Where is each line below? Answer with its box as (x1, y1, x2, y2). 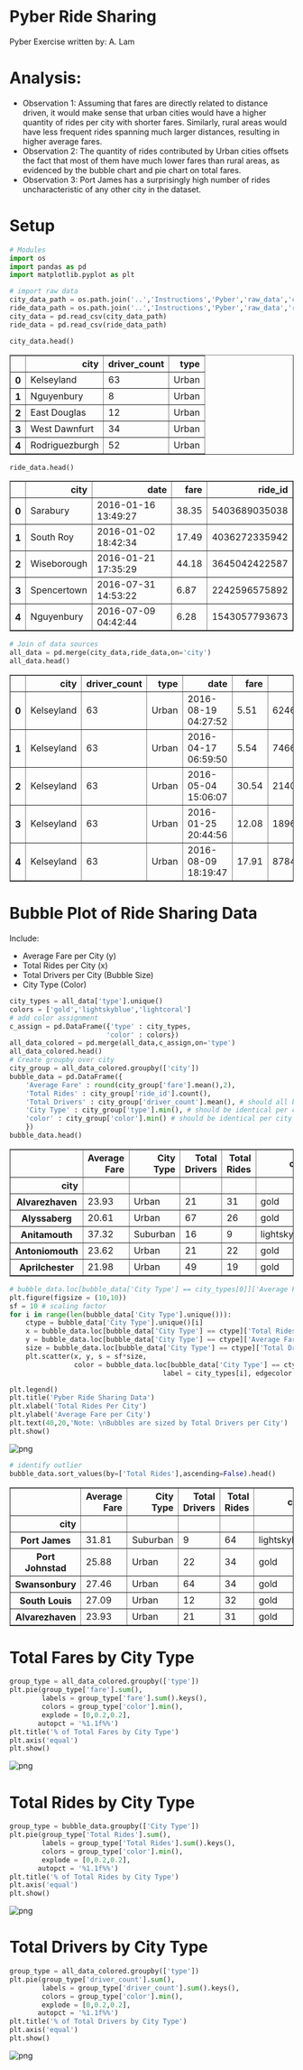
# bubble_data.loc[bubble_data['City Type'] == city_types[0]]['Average (9, 1284, 289, 1294)
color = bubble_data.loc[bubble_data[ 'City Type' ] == (73, 1360, 280, 1369)
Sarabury (30, 504, 70, 517)
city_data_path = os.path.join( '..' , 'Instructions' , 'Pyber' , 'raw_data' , (9, 295, 289, 304)
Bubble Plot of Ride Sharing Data (9, 903, 258, 924)
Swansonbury (14, 1577, 77, 1590)
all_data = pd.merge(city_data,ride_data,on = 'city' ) (9, 648, 212, 658)
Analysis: (9, 68, 82, 88)
